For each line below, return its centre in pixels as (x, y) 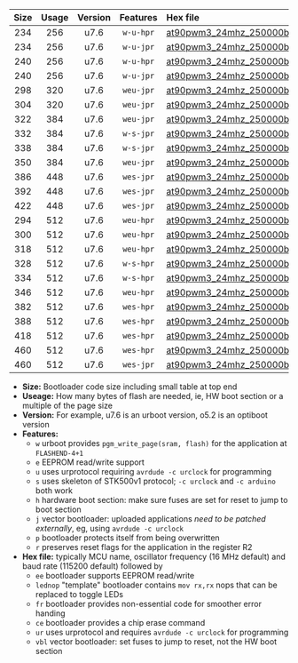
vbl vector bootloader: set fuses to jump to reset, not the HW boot (156, 642)
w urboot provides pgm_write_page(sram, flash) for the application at (161, 443)
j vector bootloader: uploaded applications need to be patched (150, 519)
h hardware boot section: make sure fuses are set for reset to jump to (161, 500)
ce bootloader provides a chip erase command (120, 623)
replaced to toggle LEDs (79, 594)
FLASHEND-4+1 (59, 453)
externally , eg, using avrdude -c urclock (110, 528)
